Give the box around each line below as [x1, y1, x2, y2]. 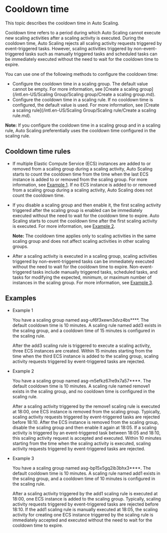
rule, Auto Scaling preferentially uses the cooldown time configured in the [5, 127, 156, 133]
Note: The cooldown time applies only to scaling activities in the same [12, 233, 157, 239]
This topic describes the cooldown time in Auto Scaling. [5, 20, 119, 26]
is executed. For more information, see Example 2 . [12, 223, 115, 229]
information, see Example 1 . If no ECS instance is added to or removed [12, 181, 157, 187]
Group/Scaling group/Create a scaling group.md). [54, 91, 156, 97]
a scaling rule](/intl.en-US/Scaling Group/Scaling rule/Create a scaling [12, 107, 157, 113]
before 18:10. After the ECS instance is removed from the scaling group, [12, 419, 159, 425]
